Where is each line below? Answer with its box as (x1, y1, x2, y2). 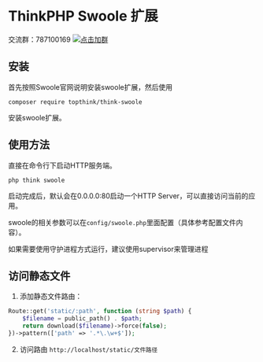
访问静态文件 (8, 269, 71, 283)
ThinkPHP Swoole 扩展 (8, 7, 159, 25)
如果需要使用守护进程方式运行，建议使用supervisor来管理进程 (8, 244, 209, 253)
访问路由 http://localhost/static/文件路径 (19, 344, 158, 354)
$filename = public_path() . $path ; (22, 315, 143, 323)
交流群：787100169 (8, 35, 71, 44)
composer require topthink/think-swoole (8, 98, 143, 106)
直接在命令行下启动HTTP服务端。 (8, 161, 117, 170)
